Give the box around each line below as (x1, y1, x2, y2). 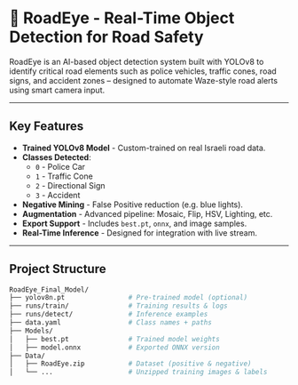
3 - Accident (35, 189, 81, 200)
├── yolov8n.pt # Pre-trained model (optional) (9, 293, 248, 302)
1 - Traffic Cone (35, 171, 93, 181)
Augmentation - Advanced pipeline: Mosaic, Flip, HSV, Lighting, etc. (21, 208, 273, 219)
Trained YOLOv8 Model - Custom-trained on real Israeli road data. (21, 142, 266, 153)
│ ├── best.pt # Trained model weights (9, 334, 220, 343)
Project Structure (9, 261, 106, 277)
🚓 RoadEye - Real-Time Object (9, 8, 235, 28)
